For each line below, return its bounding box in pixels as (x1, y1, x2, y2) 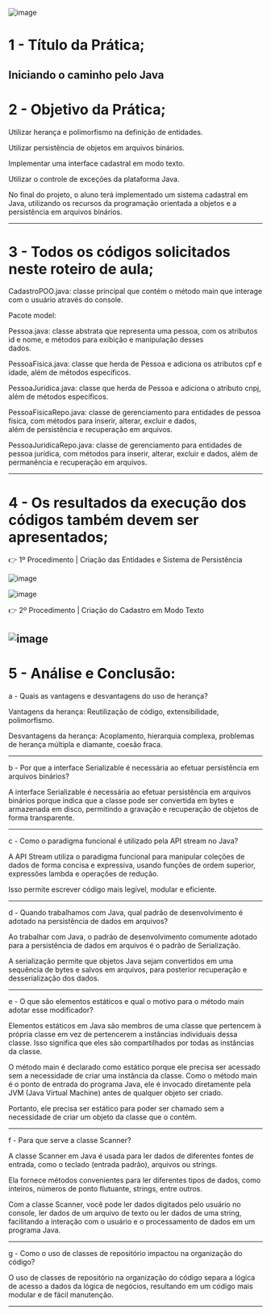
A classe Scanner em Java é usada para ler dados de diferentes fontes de (8, 1151, 254, 1161)
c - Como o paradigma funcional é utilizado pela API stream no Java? (8, 836, 239, 846)
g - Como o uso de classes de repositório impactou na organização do (8, 1248, 244, 1258)
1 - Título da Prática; (8, 36, 145, 54)
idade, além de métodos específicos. (8, 368, 131, 377)
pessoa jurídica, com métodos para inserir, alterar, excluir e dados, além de (8, 449, 258, 459)
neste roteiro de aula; (8, 259, 154, 278)
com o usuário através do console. (8, 295, 123, 305)
